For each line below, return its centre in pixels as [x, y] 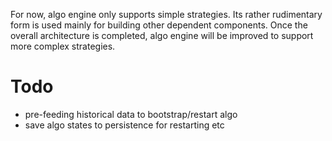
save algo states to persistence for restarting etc [124, 125]
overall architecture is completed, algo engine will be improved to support [162, 35]
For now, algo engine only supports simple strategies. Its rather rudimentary [166, 14]
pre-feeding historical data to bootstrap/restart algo [131, 114]
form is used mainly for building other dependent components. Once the [159, 25]
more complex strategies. [63, 46]
